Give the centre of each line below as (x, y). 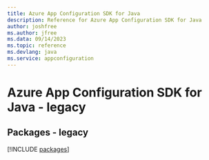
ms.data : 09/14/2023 (37, 39)
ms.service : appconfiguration (51, 59)
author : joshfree (32, 26)
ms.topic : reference (37, 46)
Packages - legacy (48, 133)
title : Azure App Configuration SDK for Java (73, 13)
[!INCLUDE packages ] (38, 149)
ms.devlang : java (32, 52)
